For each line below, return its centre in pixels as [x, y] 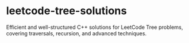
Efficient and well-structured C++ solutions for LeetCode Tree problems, [95, 27]
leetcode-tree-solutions [67, 11]
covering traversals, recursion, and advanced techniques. [76, 33]
